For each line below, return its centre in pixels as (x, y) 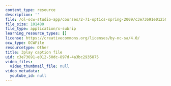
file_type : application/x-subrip (41, 29)
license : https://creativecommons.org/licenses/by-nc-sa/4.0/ (73, 38)
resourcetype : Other (27, 48)
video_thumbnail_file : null (40, 66)
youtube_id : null (28, 76)
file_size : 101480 (25, 24)
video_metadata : (22, 71)
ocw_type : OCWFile (25, 43)
